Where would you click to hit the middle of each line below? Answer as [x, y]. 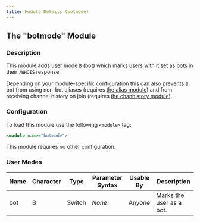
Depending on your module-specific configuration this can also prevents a [97, 83]
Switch [76, 202]
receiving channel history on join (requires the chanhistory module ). [89, 96]
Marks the [170, 195]
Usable [140, 177]
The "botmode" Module [51, 36]
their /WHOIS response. [33, 72]
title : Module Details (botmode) [48, 12]
